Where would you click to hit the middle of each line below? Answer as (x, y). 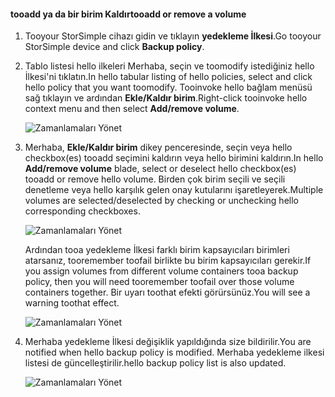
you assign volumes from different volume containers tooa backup (161, 271)
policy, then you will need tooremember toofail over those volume (159, 282)
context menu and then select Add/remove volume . (132, 109)
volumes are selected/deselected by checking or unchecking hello (161, 201)
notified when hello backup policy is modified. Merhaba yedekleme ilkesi (174, 352)
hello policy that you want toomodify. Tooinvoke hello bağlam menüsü (168, 87)
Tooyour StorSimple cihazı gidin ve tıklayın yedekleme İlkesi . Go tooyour (173, 36)
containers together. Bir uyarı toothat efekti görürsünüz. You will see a (167, 292)
